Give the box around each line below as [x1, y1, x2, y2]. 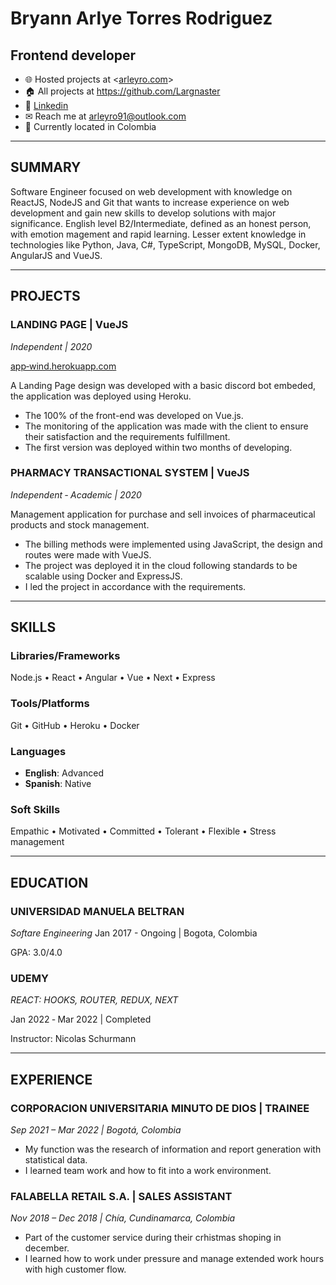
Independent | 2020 [10, 340, 93, 352]
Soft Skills [10, 803, 61, 816]
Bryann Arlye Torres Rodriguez [10, 7, 273, 30]
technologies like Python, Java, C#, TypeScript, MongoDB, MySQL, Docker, [10, 238, 321, 251]
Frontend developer [10, 47, 137, 64]
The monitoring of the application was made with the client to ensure [24, 420, 309, 432]
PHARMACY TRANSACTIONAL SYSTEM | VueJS [10, 466, 250, 480]
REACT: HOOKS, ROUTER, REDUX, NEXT [10, 994, 179, 1006]
